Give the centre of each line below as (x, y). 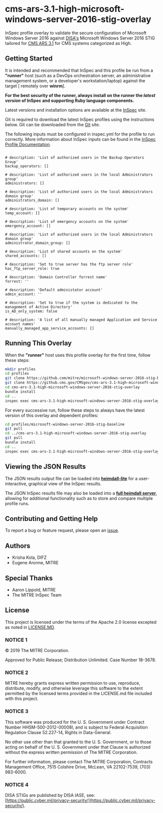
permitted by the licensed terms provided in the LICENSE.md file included (79, 694)
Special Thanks (29, 578)
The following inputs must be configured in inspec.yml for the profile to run (80, 134)
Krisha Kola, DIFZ (29, 557)
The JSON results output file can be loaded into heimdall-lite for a (71, 478)
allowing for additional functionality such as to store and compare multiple (79, 498)
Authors (18, 545)
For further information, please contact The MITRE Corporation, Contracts (79, 761)
